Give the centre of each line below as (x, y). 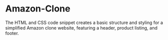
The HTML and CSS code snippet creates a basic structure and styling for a (84, 22)
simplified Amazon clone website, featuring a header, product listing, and (81, 27)
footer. (12, 33)
